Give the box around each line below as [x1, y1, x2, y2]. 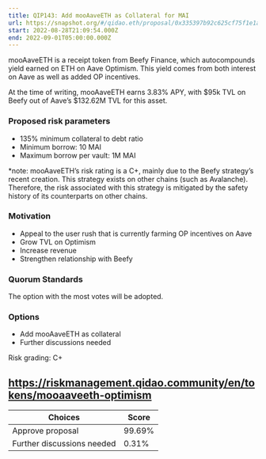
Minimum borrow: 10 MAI [19, 142, 101, 151]
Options [8, 312, 40, 323]
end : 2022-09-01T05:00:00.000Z [8, 33, 112, 42]
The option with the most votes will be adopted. [8, 292, 164, 302]
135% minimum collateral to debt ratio [19, 134, 144, 143]
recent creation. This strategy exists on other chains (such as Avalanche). [8, 174, 248, 184]
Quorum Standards [8, 274, 83, 285]
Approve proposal [12, 425, 79, 436]
